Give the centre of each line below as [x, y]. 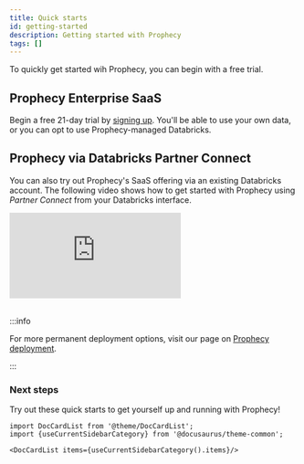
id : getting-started [49, 26]
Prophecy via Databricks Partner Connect [130, 158]
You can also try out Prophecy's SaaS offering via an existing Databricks [146, 180]
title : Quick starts [49, 18]
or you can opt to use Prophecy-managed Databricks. [110, 130]
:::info [20, 321]
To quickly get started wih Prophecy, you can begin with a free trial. [136, 69]
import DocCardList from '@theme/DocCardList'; [102, 427]
